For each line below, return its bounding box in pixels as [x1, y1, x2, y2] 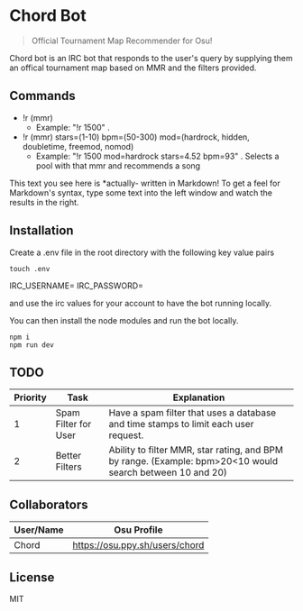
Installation [9, 223, 74, 239]
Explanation [172, 391, 225, 404]
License [9, 570, 55, 585]
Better [55, 450, 82, 462]
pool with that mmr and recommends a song [35, 160, 201, 171]
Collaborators [9, 497, 88, 512]
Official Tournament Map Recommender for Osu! [31, 35, 213, 46]
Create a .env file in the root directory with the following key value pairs [9, 247, 275, 258]
